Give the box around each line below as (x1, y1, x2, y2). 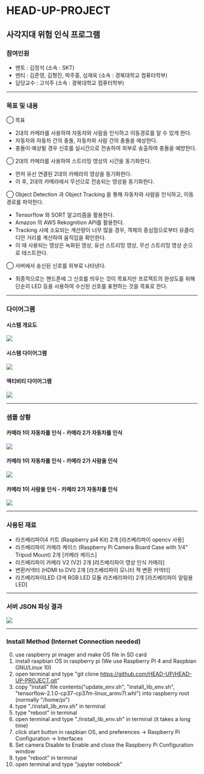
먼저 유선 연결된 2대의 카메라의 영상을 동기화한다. (15, 171, 132, 178)
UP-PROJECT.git (15, 677, 58, 684)
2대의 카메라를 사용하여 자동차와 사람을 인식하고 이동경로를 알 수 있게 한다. (15, 129, 192, 137)
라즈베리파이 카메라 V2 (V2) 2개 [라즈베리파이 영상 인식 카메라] (15, 558, 165, 566)
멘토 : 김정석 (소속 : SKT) (15, 64, 75, 71)
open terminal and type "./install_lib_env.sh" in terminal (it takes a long (15, 716, 191, 723)
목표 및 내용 (6, 101, 38, 110)
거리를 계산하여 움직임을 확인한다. (26, 234, 106, 242)
